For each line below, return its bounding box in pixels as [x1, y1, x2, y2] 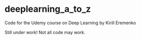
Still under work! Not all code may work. [4, 29, 85, 35]
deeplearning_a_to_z [4, 3, 91, 15]
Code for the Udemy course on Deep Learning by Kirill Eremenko [4, 20, 136, 26]
